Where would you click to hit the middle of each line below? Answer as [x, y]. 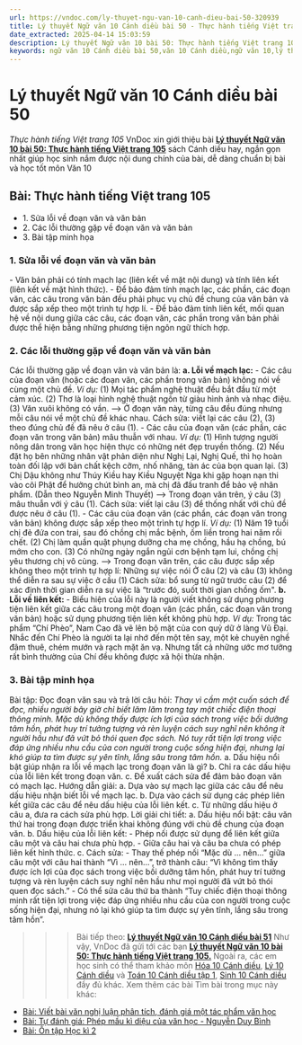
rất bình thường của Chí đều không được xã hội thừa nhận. [117, 657]
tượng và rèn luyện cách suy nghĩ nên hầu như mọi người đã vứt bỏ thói [141, 881]
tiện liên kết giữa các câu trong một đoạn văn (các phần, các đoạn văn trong [151, 609]
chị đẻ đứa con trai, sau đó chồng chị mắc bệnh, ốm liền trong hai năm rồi [146, 533]
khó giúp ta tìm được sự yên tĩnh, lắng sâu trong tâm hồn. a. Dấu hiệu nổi [145, 757]
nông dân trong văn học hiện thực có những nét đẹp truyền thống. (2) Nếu [147, 447]
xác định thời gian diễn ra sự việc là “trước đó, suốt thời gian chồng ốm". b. [148, 590]
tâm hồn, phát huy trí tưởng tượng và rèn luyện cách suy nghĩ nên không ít [147, 728]
